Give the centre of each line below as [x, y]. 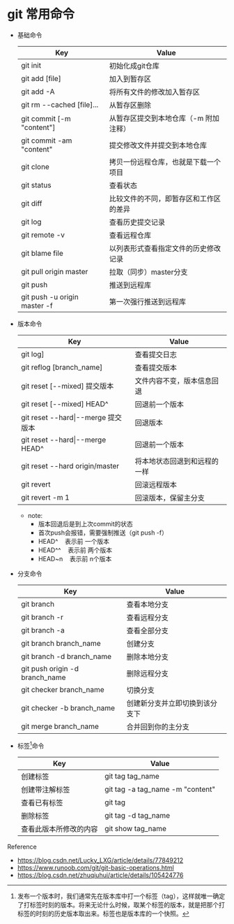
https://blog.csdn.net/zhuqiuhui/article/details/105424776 [100, 875]
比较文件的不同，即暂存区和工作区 [165, 198]
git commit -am [46, 140]
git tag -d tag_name [137, 815]
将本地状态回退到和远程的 [177, 461]
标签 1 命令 [31, 745]
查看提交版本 [156, 368]
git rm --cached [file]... [60, 104]
